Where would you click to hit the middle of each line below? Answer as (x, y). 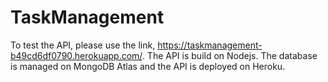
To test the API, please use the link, (83, 45)
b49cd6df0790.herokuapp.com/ (76, 55)
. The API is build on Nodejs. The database (229, 55)
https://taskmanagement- (210, 45)
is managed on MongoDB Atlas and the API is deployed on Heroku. (148, 66)
